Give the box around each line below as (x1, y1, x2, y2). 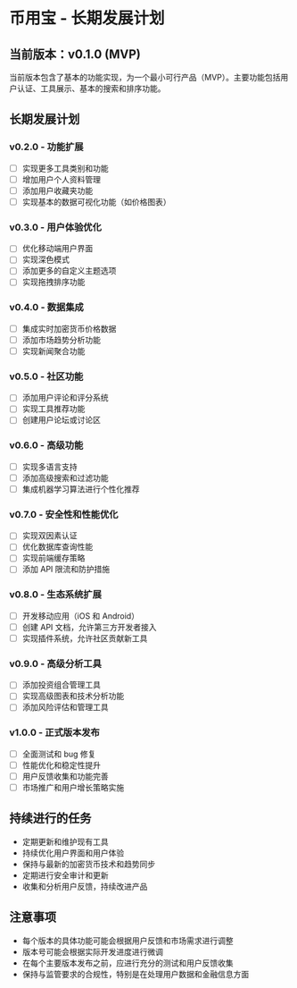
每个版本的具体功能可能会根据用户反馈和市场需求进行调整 (21, 935, 234, 946)
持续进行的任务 (9, 811, 92, 826)
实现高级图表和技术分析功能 (21, 690, 125, 702)
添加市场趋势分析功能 (21, 334, 101, 345)
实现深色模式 (21, 254, 70, 265)
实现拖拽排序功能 (21, 276, 86, 287)
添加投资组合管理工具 (21, 680, 101, 690)
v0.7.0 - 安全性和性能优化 (9, 508, 119, 520)
